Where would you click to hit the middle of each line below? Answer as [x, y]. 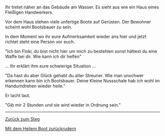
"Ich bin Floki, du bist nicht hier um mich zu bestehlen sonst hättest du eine [81, 51]
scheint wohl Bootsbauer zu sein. [39, 27]
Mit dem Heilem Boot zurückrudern [41, 129]
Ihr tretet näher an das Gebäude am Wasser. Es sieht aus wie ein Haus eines [82, 7]
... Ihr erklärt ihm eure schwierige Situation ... [51, 66]
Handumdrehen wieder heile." [35, 86]
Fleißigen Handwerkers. [29, 12]
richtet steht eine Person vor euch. [40, 42]
